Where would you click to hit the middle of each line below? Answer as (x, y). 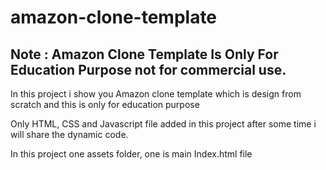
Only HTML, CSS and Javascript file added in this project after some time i (163, 124)
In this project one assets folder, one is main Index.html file (131, 154)
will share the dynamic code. (69, 134)
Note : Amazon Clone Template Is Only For (144, 54)
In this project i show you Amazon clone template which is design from (156, 94)
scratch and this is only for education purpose (105, 104)
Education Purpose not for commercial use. (148, 69)
